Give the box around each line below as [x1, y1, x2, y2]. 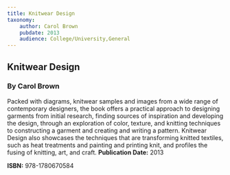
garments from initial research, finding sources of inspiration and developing [7, 111, 224, 120]
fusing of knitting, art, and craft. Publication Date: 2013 [7, 148, 164, 156]
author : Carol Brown [19, 23, 78, 30]
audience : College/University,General [19, 36, 130, 43]
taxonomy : [7, 16, 36, 23]
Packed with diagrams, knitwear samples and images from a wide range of [7, 97, 218, 105]
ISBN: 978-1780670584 [7, 161, 74, 170]
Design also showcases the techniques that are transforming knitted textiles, [7, 133, 224, 141]
